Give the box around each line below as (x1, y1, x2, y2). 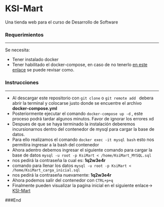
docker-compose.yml (12, 105, 58, 111)
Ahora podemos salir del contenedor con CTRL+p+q (12, 177, 113, 183)
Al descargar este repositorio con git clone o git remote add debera (12, 95, 154, 101)
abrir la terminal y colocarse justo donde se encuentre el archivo (12, 100, 142, 106)
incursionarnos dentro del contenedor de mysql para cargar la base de (12, 126, 155, 132)
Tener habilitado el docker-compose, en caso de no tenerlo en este (12, 62, 148, 68)
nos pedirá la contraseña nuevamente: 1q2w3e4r (12, 172, 112, 178)
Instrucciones (5, 79, 39, 86)
